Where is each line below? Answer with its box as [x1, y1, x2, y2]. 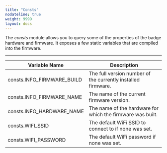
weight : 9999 [5, 16, 32, 21]
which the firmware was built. [88, 111, 158, 118]
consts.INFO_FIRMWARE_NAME [7, 94, 82, 101]
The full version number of [88, 70, 151, 77]
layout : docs [5, 21, 32, 26]
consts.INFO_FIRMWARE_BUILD [7, 76, 83, 83]
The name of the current [88, 90, 146, 97]
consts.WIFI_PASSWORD [7, 137, 66, 144]
